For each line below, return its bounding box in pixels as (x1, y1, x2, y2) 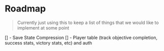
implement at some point (17, 24, 70, 30)
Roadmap (5, 3, 46, 14)
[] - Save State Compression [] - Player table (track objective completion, (5, 34, 158, 40)
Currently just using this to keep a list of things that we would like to (17, 19, 159, 25)
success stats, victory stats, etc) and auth (5, 39, 92, 45)
